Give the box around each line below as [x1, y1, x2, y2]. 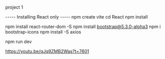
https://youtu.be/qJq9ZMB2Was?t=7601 [5, 48, 89, 54]
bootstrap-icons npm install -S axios [5, 29, 81, 34]
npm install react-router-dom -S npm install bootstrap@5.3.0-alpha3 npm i [5, 23, 161, 29]
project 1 [5, 4, 23, 10]
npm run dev [5, 38, 32, 44]
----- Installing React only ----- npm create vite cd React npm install [5, 14, 148, 19]
